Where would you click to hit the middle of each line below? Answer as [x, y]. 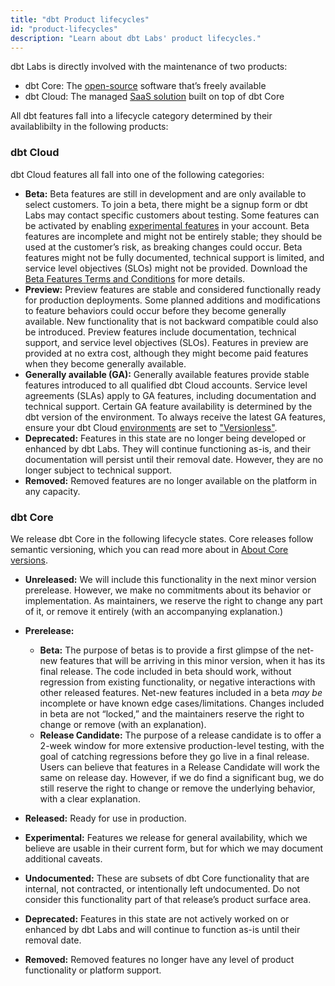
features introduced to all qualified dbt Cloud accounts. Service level [166, 385]
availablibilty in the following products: [89, 127]
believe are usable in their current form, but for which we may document [173, 848]
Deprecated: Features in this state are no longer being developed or [165, 438]
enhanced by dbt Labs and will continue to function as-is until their [162, 929]
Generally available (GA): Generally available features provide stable [167, 374]
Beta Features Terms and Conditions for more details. [135, 278]
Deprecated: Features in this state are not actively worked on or [157, 918]
